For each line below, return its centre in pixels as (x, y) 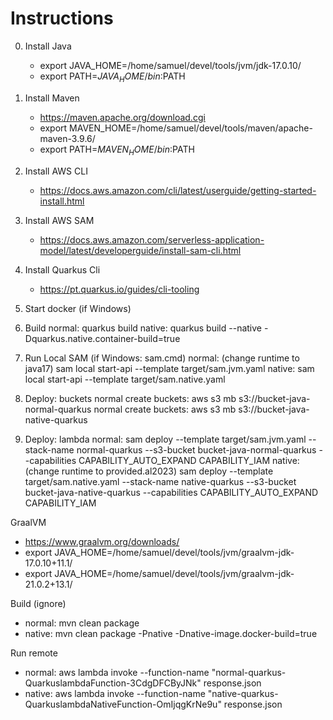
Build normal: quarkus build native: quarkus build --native (143, 328)
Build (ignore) (38, 603)
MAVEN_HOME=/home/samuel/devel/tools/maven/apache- (191, 128)
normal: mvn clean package (82, 623)
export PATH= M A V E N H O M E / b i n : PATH (117, 150)
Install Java (48, 46)
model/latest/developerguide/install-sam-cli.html (140, 250)
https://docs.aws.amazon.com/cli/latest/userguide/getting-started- (178, 190)
